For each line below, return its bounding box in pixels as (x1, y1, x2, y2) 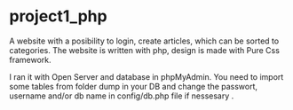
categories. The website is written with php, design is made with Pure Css (9, 44, 280, 55)
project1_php (9, 6, 108, 27)
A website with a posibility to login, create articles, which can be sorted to (9, 35, 280, 46)
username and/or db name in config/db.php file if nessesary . (9, 90, 234, 101)
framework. (9, 54, 51, 65)
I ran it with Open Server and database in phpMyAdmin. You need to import (9, 71, 284, 82)
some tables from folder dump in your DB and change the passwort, (9, 81, 258, 91)
